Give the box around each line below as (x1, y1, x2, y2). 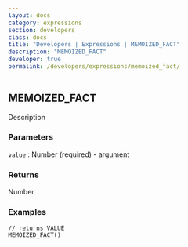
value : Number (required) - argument (8, 150, 130, 159)
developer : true (8, 56, 61, 64)
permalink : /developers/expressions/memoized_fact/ (8, 63, 180, 71)
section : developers (8, 26, 76, 34)
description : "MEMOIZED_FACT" (8, 48, 107, 56)
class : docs (8, 33, 47, 42)
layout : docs (8, 11, 51, 20)
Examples (8, 207, 47, 218)
